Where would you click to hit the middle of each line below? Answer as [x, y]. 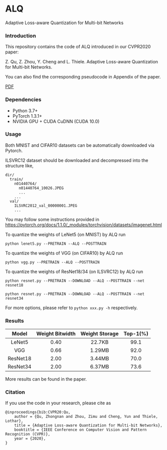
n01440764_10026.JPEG [41, 188]
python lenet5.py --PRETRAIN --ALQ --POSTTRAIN [56, 244]
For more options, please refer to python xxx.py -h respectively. [71, 308]
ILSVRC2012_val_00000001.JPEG [46, 206]
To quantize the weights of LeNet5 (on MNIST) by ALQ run [65, 234]
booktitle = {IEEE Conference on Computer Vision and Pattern [80, 430]
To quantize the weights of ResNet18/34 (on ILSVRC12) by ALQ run [74, 272]
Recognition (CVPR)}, [28, 434]
